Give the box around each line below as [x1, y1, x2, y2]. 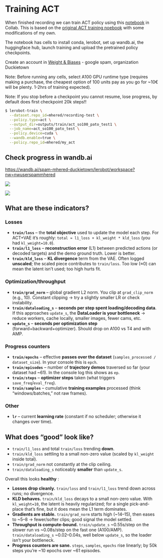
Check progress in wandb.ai [5, 154, 93, 162]
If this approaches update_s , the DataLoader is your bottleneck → [12, 310, 145, 316]
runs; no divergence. [12, 491, 54, 497]
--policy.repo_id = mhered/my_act [9, 140, 76, 145]
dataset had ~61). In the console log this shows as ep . [12, 370, 120, 376]
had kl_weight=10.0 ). [12, 240, 55, 246]
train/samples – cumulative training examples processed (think [12, 385, 141, 391]
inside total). [12, 456, 38, 462]
